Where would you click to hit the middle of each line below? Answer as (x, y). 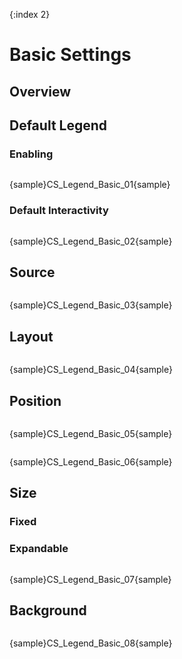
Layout (31, 336)
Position (35, 400)
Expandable (39, 549)
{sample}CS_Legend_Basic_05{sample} (91, 433)
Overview (40, 91)
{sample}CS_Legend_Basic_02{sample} (91, 241)
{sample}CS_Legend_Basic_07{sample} (90, 579)
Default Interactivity (59, 211)
